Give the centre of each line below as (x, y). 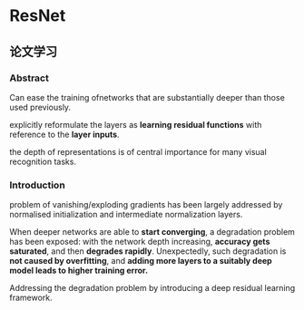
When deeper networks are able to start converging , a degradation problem (152, 232)
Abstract (29, 78)
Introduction (37, 185)
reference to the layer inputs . (64, 134)
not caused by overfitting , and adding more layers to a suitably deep (141, 261)
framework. (31, 298)
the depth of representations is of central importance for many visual (138, 151)
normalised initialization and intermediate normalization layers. (126, 215)
